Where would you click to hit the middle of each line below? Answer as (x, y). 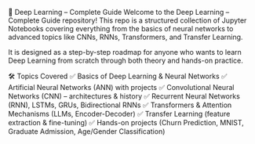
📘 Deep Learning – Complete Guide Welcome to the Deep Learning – (119, 12)
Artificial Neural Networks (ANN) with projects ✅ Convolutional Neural (121, 87)
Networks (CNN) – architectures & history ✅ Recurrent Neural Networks (124, 96)
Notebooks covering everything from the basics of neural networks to (121, 29)
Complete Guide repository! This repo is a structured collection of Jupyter (127, 20)
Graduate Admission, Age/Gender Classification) (87, 131)
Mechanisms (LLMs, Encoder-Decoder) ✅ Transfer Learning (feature (119, 114)
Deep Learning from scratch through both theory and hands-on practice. (126, 60)
